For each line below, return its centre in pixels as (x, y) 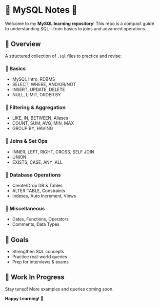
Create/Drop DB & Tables (37, 185)
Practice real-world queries (40, 257)
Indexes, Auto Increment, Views (44, 196)
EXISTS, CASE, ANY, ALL (37, 162)
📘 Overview (23, 44)
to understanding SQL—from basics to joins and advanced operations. (76, 28)
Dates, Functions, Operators (40, 219)
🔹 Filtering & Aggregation (35, 107)
